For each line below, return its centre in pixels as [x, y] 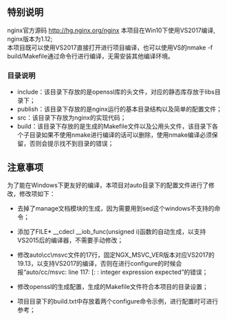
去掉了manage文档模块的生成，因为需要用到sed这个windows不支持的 [116, 208]
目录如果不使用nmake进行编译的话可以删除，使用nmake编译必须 [120, 135]
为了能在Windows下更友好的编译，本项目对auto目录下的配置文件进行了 [108, 185]
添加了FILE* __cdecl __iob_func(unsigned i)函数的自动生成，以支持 [111, 231]
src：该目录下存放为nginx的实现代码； [72, 118]
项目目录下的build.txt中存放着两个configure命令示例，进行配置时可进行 [118, 301]
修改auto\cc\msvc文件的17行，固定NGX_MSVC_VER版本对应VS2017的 [116, 255]
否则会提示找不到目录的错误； [72, 144]
